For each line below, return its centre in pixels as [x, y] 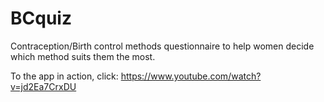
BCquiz [41, 18]
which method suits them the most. [83, 56]
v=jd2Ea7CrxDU [43, 86]
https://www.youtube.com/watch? [191, 76]
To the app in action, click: [64, 76]
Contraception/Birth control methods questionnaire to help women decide [162, 46]
